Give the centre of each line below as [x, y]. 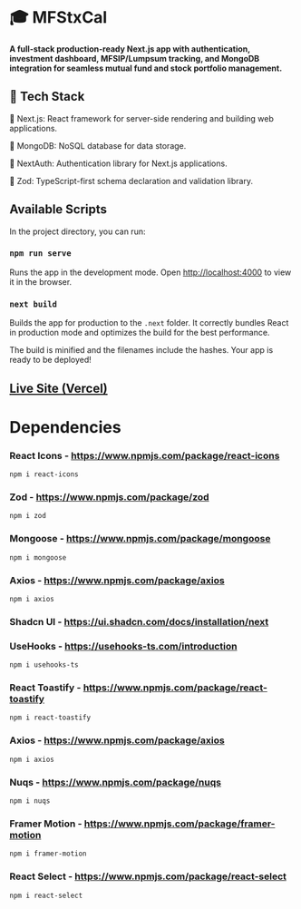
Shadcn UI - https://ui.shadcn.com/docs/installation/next [139, 621]
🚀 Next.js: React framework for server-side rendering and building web [142, 118]
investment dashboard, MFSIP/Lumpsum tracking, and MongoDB [135, 58]
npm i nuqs [30, 801]
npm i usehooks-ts [44, 665]
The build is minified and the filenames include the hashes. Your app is [141, 350]
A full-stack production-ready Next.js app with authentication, [130, 49]
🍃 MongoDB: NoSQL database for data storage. [98, 145]
